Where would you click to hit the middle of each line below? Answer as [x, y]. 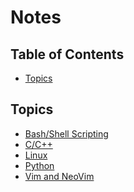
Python [39, 165]
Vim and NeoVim [59, 176]
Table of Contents [67, 54]
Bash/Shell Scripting [66, 133]
